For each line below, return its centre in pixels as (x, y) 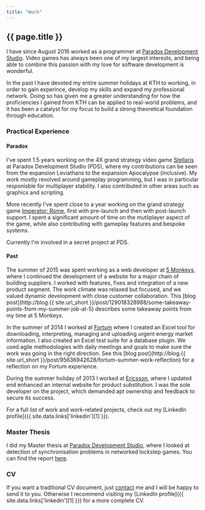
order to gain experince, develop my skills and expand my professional (95, 89)
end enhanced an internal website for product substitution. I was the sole (99, 384)
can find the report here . (37, 459)
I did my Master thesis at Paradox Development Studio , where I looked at (98, 446)
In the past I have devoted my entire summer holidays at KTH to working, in (101, 83)
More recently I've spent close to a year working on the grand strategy (95, 204)
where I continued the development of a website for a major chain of (93, 276)
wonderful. (20, 71)
